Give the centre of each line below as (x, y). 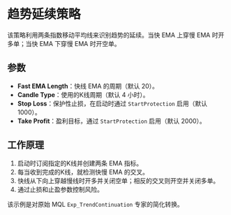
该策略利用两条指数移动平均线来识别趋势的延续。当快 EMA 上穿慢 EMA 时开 (116, 35)
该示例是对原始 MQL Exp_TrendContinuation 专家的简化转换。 (95, 204)
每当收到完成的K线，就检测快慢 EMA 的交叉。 (83, 172)
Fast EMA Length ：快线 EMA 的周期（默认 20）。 (88, 86)
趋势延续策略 (44, 14)
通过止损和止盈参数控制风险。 (60, 189)
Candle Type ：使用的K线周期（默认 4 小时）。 (83, 94)
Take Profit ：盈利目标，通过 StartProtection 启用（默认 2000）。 (111, 121)
